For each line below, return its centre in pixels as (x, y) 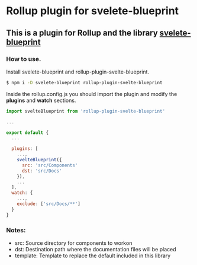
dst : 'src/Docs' (42, 171)
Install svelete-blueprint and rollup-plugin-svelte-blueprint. (78, 72)
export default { (28, 132)
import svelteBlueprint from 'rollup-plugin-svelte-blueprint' (86, 111)
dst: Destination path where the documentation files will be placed (95, 249)
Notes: (16, 230)
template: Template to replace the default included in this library (93, 256)
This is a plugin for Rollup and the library (82, 33)
